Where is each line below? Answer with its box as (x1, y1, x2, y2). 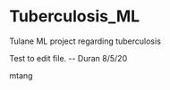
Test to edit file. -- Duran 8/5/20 (9, 53, 128, 63)
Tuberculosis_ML (9, 6, 140, 27)
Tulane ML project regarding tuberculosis (9, 36, 161, 46)
